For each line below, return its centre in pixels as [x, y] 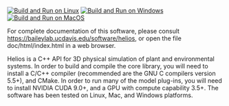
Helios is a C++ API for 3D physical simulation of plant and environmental [111, 59]
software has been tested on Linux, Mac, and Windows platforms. [100, 95]
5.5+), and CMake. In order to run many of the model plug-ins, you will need [115, 81]
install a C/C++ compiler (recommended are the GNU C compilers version [112, 73]
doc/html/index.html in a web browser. [62, 45]
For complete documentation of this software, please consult [94, 31]
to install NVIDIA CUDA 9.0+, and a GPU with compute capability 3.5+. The [113, 88]
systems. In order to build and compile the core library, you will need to [108, 66]
